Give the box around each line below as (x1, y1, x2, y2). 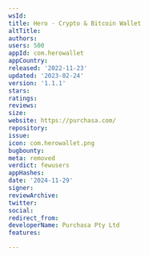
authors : (8, 34, 38, 43)
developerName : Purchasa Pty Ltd (8, 221, 120, 229)
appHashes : (8, 169, 45, 177)
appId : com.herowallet (8, 49, 84, 57)
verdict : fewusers (8, 162, 70, 170)
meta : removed (8, 154, 56, 162)
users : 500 (8, 42, 45, 50)
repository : (8, 124, 48, 132)
